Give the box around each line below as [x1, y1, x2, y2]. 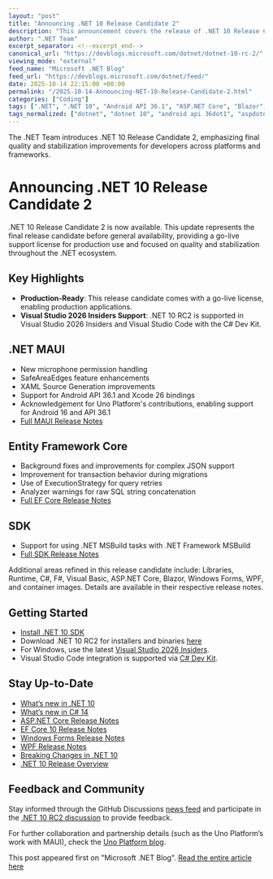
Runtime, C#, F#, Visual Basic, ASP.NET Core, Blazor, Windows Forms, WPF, [8, 574, 264, 583]
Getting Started [8, 606, 89, 620]
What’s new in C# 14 [19, 707, 89, 717]
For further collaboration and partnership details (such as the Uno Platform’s [8, 828, 264, 838]
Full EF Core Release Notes [19, 496, 111, 505]
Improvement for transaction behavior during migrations [19, 470, 209, 479]
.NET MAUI [8, 343, 65, 357]
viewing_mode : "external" [8, 58, 96, 66]
